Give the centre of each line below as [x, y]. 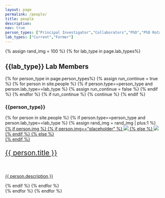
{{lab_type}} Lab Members [47, 67]
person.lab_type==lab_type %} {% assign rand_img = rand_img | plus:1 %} [81, 123]
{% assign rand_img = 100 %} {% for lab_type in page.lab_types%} [73, 51]
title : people [20, 19]
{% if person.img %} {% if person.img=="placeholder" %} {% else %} [79, 129]
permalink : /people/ [26, 14]
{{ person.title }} [31, 153]
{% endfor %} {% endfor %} [34, 191]
